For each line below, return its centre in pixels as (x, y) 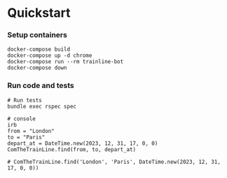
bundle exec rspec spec (42, 106)
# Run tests (25, 100)
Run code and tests (41, 86)
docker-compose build (39, 50)
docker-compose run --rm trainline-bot (66, 62)
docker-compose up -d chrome (50, 56)
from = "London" (31, 131)
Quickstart (39, 13)
